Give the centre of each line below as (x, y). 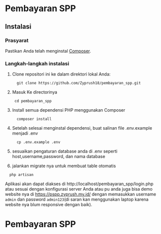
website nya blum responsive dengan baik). (49, 205)
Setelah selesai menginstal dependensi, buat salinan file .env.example (82, 128)
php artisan (22, 175)
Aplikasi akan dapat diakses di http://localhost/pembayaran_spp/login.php (79, 184)
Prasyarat (17, 40)
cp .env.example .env (39, 142)
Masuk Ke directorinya (35, 92)
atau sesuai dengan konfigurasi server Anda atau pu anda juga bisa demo (79, 189)
